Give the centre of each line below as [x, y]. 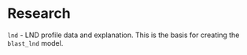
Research [39, 14]
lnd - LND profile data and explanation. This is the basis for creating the [124, 35]
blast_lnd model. [35, 43]
